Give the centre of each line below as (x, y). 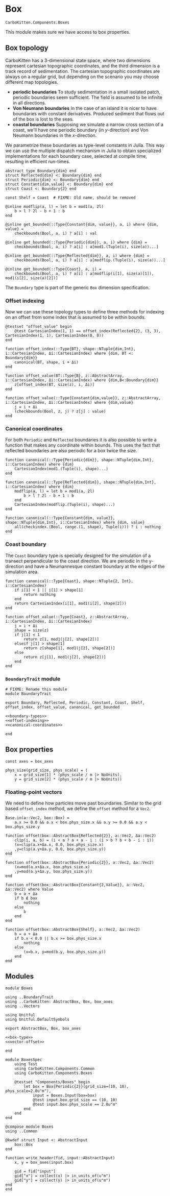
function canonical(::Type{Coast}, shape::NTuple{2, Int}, (69, 581)
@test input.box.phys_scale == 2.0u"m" (75, 1104)
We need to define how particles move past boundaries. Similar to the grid (83, 803)
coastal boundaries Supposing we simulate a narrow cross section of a (88, 124)
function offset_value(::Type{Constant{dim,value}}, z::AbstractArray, (83, 398)
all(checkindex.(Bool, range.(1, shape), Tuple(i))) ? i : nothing (88, 527)
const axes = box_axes (29, 761)
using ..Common (21, 1131)
